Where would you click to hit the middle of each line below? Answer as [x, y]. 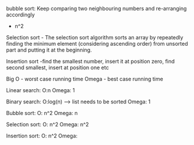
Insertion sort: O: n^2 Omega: [42, 136]
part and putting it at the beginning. [49, 50]
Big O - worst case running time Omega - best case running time [85, 79]
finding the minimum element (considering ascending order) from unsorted [97, 44]
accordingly [21, 15]
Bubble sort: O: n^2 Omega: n [42, 113]
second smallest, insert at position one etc [57, 68]
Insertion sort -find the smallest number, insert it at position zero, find [91, 61]
